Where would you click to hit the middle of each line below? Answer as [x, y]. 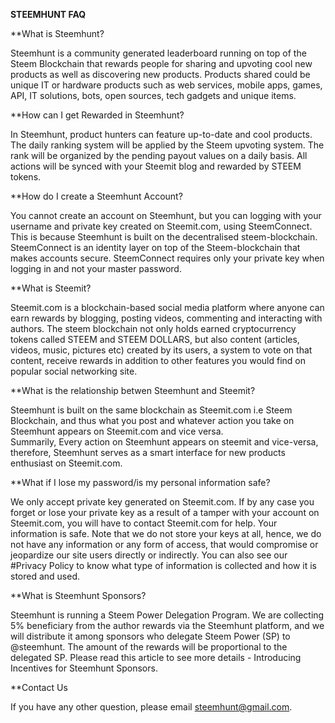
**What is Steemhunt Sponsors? [78, 595]
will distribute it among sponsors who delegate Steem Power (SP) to [150, 636]
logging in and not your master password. [96, 268]
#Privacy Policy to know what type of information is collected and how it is [163, 565]
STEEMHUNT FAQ [48, 14]
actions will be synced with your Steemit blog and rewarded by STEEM [156, 166]
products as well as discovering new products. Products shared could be [160, 74]
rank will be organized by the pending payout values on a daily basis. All [159, 155]
